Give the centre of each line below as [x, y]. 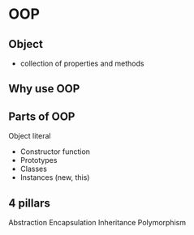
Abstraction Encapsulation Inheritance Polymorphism [97, 223]
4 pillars [29, 203]
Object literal [30, 136]
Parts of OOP [42, 116]
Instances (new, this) [55, 177]
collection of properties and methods [82, 63]
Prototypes [39, 160]
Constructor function [55, 152]
